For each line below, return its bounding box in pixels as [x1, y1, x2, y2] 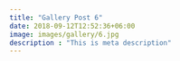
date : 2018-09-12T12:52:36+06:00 [9, 22, 136, 30]
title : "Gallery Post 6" [9, 13, 103, 22]
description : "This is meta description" [9, 38, 172, 48]
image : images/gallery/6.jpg [9, 30, 119, 39]
